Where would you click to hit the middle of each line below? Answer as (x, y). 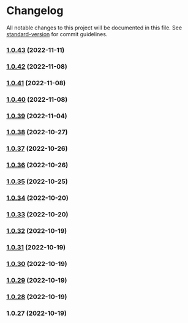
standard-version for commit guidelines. (57, 34)
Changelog (35, 11)
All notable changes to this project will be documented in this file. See (94, 28)
